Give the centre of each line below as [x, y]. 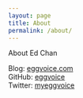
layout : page [30, 16]
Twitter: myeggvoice [41, 85]
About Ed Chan [33, 53]
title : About [30, 23]
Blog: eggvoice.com [41, 69]
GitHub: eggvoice [37, 77]
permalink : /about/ [40, 30]
